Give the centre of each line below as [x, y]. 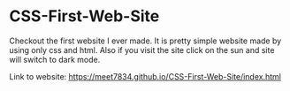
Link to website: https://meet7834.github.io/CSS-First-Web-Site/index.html [145, 76]
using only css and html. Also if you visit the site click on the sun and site [142, 49]
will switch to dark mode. [55, 59]
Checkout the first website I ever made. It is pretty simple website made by [145, 41]
